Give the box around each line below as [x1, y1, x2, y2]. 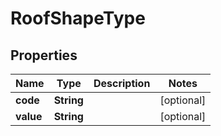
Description [93, 77, 151, 90]
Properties [10, 47, 78, 64]
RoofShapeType [10, 7, 146, 30]
